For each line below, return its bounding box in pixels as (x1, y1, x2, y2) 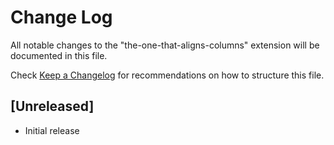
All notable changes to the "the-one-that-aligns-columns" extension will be (10, 39, 320, 51)
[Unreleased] (10, 98, 95, 115)
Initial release (24, 124, 80, 136)
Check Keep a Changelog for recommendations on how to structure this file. (10, 69, 325, 81)
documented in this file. (10, 49, 108, 61)
